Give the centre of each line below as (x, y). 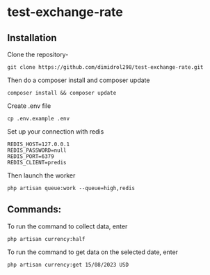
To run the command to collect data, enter (67, 226)
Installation (32, 38)
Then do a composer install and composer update (79, 80)
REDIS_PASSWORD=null (37, 150)
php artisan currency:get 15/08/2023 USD (68, 265)
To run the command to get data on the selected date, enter (93, 252)
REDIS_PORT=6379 (31, 157)
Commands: (34, 210)
